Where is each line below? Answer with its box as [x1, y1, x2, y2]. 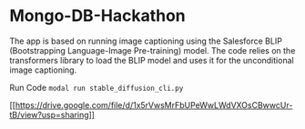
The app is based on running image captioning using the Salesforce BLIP [9, 35, 282, 46]
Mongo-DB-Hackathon [9, 5, 186, 26]
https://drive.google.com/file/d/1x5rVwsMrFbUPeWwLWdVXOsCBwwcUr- [15, 99, 293, 110]
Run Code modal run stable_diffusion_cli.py [9, 82, 184, 93]
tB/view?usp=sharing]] [9, 109, 96, 120]
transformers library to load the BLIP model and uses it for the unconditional [9, 55, 294, 65]
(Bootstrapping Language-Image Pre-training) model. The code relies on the [9, 45, 296, 55]
